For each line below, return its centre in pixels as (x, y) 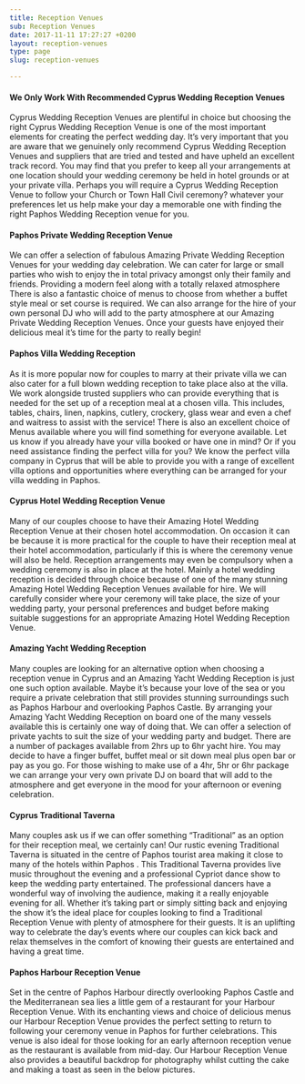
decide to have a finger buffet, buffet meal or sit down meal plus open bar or (152, 755)
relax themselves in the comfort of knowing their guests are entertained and (152, 942)
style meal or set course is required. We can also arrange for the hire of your (153, 304)
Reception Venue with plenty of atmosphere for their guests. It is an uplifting (152, 922)
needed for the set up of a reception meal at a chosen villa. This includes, (147, 402)
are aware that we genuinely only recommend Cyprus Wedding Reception (148, 147)
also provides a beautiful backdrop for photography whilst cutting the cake (149, 1060)
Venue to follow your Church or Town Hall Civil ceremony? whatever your (147, 195)
